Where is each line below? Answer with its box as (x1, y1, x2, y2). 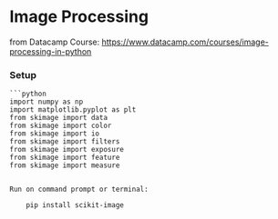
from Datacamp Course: (9, 36, 100, 47)
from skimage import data (9, 114, 108, 123)
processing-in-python (9, 45, 92, 56)
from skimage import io (9, 129, 100, 138)
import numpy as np (9, 97, 84, 106)
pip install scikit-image (26, 201, 125, 210)
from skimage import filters (9, 137, 120, 146)
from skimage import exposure (9, 145, 125, 154)
